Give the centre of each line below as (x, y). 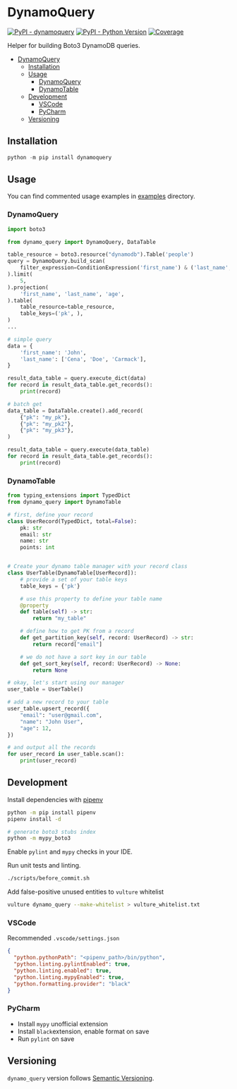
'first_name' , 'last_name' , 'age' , (72, 294)
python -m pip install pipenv (52, 812)
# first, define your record (50, 515)
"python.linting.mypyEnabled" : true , (69, 977)
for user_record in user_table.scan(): (66, 754)
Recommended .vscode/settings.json (63, 938)
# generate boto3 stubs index (52, 832)
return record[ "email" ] (67, 644)
